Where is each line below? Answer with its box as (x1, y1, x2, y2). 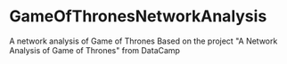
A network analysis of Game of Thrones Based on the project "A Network (9, 36, 278, 46)
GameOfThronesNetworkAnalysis (9, 6, 267, 27)
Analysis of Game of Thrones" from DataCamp (9, 44, 181, 55)
